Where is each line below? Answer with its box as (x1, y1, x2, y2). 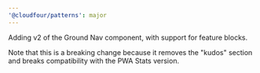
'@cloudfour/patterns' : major (8, 11, 108, 19)
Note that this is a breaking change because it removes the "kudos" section (8, 47, 253, 57)
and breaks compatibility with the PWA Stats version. (8, 56, 179, 65)
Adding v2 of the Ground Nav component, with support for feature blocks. (8, 33, 248, 42)
